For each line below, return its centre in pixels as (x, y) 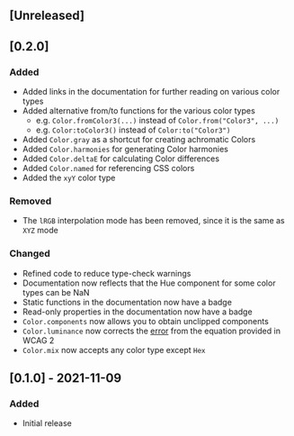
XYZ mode (40, 231)
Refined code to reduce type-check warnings (107, 273)
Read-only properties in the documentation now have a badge (138, 312)
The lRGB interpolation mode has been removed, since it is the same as (153, 221)
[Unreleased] (47, 16)
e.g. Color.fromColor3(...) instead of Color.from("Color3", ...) (157, 121)
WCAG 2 (38, 340)
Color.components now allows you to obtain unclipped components (146, 321)
